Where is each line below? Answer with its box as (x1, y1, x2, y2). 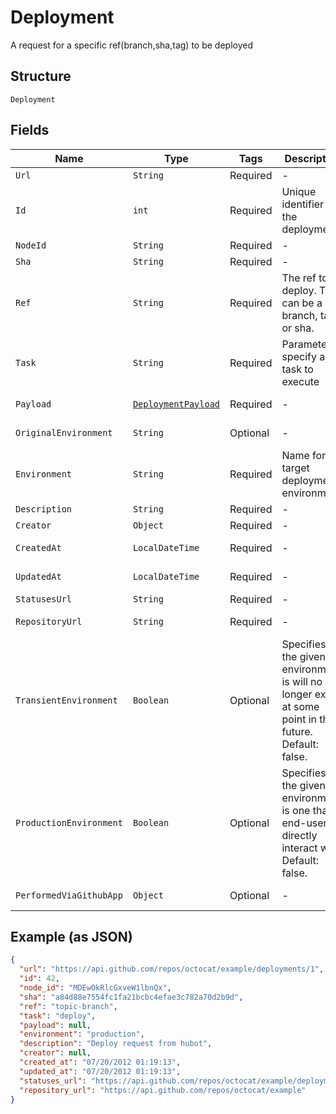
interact (281, 841, 318, 855)
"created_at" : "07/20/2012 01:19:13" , (19, 1057, 182, 1067)
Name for (281, 448, 327, 462)
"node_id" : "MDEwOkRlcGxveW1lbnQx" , (19, 983, 172, 993)
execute (281, 374, 320, 388)
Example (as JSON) (10, 928, 133, 945)
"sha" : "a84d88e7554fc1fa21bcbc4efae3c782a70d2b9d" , (19, 992, 244, 1002)
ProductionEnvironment (15, 817, 123, 828)
